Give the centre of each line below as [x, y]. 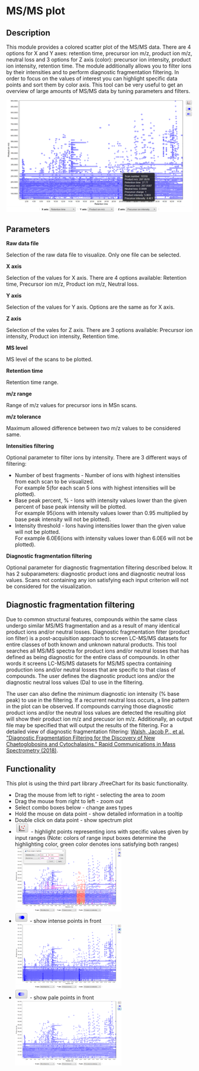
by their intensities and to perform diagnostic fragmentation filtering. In [93, 72]
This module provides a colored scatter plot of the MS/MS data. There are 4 [99, 47]
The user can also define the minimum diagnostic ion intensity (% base [93, 693]
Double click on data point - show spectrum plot [73, 820]
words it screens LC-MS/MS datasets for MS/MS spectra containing [89, 663]
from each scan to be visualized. [54, 481]
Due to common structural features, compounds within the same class [92, 619]
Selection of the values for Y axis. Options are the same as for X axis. [90, 307]
